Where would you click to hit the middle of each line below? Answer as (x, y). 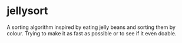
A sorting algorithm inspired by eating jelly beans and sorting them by (91, 27)
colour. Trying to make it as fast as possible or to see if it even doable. (92, 33)
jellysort (27, 11)
